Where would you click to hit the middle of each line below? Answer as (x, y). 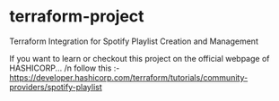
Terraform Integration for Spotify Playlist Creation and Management (134, 41)
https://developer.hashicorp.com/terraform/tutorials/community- (129, 77)
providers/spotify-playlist (56, 87)
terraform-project (77, 17)
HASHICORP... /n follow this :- (65, 68)
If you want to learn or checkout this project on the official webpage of (139, 58)
